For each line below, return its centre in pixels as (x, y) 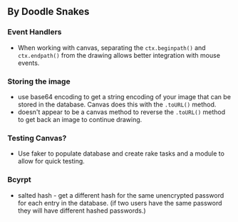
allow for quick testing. (51, 161)
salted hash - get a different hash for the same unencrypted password (121, 195)
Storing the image (39, 81)
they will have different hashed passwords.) (82, 211)
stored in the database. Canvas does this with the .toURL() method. (117, 104)
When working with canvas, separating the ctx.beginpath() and (112, 47)
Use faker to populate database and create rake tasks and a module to (121, 153)
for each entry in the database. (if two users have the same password (120, 203)
